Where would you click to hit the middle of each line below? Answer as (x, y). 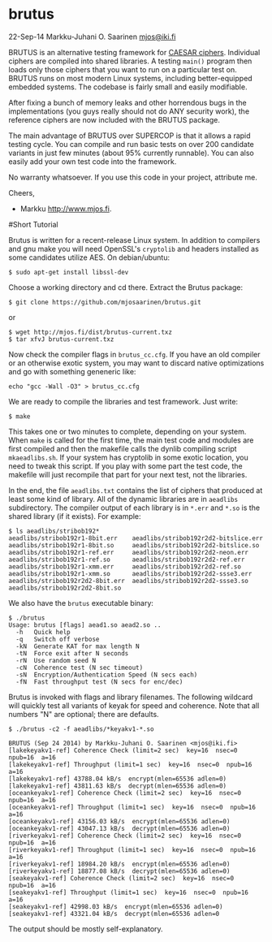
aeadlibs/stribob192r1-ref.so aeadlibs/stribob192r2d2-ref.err (127, 560)
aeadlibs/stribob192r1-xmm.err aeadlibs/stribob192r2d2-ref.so (125, 566)
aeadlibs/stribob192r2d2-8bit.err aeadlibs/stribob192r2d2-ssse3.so (129, 581)
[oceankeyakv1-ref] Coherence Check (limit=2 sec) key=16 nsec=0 (125, 793)
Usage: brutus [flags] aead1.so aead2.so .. (85, 625)
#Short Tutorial (33, 224)
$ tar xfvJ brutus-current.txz (61, 339)
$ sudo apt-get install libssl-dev (69, 272)
